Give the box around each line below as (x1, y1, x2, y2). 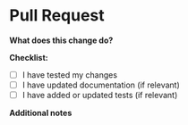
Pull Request (9, 5, 105, 26)
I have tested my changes (21, 69, 118, 80)
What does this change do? (9, 35, 114, 46)
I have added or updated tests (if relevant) (21, 90, 178, 101)
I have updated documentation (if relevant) (21, 79, 181, 90)
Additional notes (9, 108, 73, 119)
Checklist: (9, 52, 49, 62)
